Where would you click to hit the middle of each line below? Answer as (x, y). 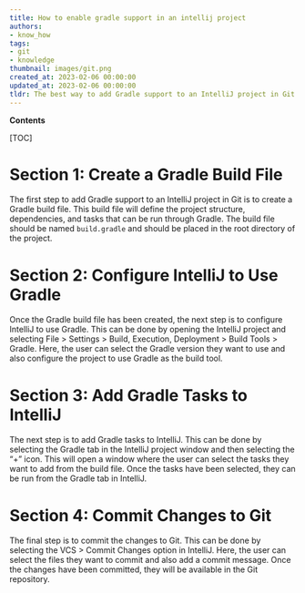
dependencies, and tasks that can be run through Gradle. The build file (142, 219)
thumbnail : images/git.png (61, 69)
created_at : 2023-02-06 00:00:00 (73, 77)
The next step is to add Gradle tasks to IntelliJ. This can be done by (136, 440)
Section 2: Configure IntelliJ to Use (144, 275)
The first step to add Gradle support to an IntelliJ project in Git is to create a (151, 199)
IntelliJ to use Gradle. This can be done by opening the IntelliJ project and (148, 330)
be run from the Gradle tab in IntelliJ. (78, 478)
